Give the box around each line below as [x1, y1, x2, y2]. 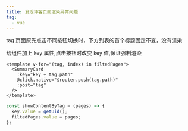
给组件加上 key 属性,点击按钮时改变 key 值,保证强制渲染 [6, 49, 142, 57]
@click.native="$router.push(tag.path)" [17, 77, 118, 83]
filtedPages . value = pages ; [11, 114, 82, 120]
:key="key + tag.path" [17, 72, 73, 78]
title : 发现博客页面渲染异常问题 [6, 8, 79, 15]
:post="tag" [17, 82, 46, 88]
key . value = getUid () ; [11, 108, 68, 115]
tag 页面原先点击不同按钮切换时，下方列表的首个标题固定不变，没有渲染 [6, 37, 183, 44]
